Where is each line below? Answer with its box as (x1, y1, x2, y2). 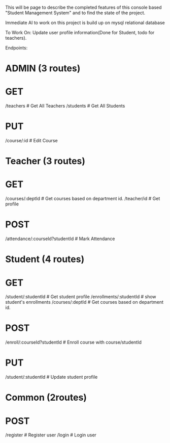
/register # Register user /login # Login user (5, 432, 96, 438)
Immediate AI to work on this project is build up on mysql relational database (5, 20, 165, 25)
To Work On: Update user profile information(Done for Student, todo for (5, 30, 155, 35)
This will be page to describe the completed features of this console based (5, 5, 162, 10)
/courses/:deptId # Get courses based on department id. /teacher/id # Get (5, 196, 160, 202)
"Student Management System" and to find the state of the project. (5, 10, 146, 16)
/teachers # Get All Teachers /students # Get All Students (5, 103, 125, 109)
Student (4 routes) (5, 253, 85, 265)
